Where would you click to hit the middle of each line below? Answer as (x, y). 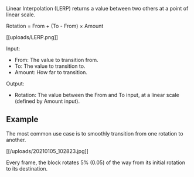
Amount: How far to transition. (51, 72)
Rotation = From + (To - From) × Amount (55, 26)
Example (22, 119)
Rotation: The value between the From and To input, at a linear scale (97, 95)
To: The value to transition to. (50, 66)
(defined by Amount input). (47, 101)
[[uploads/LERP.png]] (32, 37)
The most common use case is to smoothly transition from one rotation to (95, 133)
